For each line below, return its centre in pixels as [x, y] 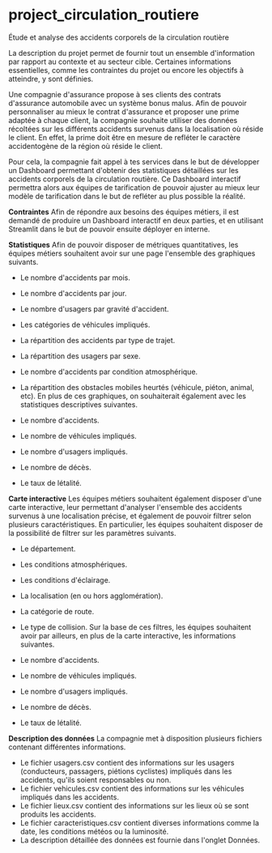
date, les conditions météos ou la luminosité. [94, 831]
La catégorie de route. [57, 611]
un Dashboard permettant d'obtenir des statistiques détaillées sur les [123, 170]
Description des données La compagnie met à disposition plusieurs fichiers [135, 738]
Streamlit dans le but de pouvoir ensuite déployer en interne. [109, 229]
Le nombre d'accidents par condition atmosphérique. [109, 371]
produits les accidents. [58, 814]
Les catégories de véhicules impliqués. [85, 325]
